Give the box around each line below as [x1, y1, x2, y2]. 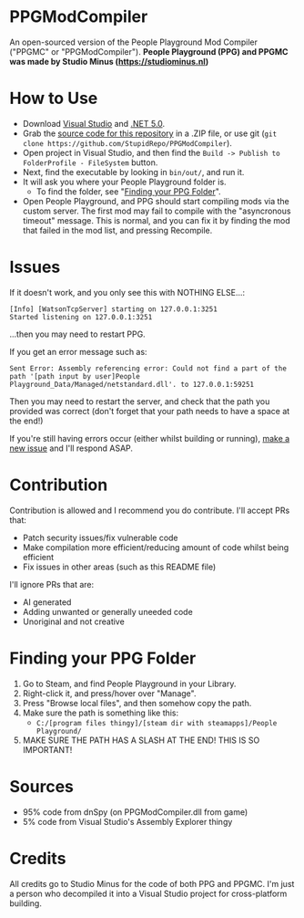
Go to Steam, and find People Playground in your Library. [22, 678, 237, 689]
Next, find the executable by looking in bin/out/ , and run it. [22, 166, 245, 177]
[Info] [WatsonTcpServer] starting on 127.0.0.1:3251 [9, 304, 218, 314]
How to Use [9, 89, 98, 109]
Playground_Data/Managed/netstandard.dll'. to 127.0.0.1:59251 [9, 380, 255, 389]
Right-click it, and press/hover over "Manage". [22, 687, 197, 699]
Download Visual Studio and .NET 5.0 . [22, 118, 166, 129]
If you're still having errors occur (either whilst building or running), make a [9, 433, 290, 443]
